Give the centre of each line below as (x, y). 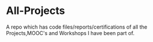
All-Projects (35, 11)
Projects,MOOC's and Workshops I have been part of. (70, 33)
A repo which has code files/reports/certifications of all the (76, 27)
